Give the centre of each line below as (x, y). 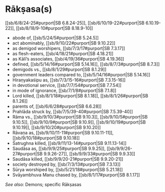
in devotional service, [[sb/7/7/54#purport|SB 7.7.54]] (67, 85)
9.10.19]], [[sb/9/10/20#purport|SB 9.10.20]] (56, 127)
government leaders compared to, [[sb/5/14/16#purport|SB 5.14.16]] (81, 74)
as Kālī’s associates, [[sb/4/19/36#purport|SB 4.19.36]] (68, 59)
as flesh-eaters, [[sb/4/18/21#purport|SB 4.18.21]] (63, 54)
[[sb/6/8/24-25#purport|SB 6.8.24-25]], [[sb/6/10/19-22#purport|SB (75, 23)
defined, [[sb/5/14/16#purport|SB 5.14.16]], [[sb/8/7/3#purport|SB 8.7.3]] (86, 64)
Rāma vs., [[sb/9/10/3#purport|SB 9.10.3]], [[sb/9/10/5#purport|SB (80, 117)
